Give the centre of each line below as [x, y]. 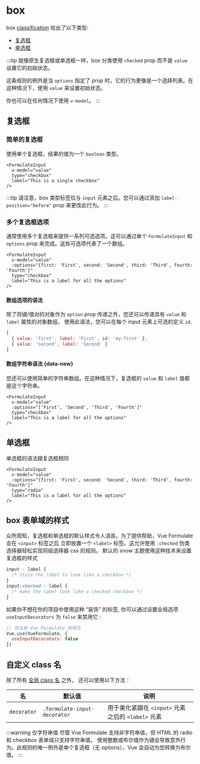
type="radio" [28, 490]
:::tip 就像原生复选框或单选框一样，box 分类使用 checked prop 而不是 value [97, 60]
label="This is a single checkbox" [56, 180]
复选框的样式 [22, 558]
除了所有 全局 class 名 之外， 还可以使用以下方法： [68, 680]
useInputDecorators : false [45, 639]
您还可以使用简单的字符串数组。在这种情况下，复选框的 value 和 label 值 [96, 378]
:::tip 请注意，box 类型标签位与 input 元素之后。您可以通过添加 [83, 198]
